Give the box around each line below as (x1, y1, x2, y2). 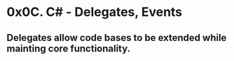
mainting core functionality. (6, 42, 131, 54)
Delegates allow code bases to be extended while (6, 32, 227, 44)
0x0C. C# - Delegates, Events (6, 4, 183, 20)
